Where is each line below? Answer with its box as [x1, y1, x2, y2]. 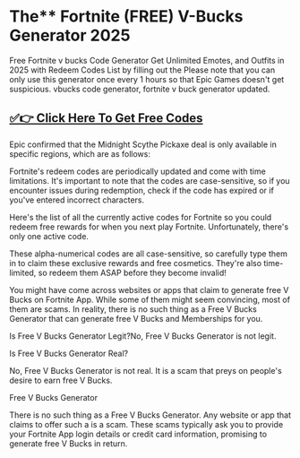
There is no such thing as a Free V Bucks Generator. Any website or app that [9, 410, 292, 420]
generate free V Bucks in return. [9, 437, 128, 449]
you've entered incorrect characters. [9, 194, 145, 205]
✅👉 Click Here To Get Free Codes [9, 110, 203, 126]
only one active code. [9, 230, 90, 241]
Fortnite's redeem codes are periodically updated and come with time [9, 166, 266, 177]
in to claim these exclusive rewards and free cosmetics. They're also [9, 257, 262, 268]
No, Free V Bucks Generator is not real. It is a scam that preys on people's [9, 365, 282, 376]
